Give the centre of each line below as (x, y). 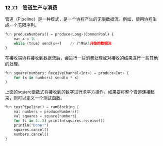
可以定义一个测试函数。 (41, 98)
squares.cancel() (31, 130)
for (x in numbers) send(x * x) (46, 78)
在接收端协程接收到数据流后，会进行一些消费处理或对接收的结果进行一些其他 (81, 58)
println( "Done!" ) (31, 125)
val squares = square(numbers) (45, 116)
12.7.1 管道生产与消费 (31, 7)
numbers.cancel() (31, 134)
